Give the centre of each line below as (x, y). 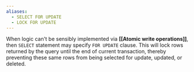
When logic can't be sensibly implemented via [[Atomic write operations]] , (97, 39)
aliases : (17, 11)
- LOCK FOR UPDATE (34, 22)
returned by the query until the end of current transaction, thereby (86, 52)
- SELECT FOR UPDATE (36, 17)
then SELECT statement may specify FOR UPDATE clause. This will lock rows (95, 45)
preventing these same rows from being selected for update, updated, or (94, 58)
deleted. (16, 64)
